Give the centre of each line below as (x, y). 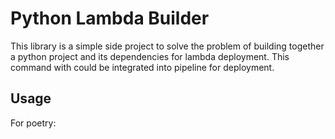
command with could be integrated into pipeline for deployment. (142, 67)
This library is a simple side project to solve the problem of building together (167, 46)
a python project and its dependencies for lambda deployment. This (150, 56)
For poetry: (33, 123)
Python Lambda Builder (110, 18)
